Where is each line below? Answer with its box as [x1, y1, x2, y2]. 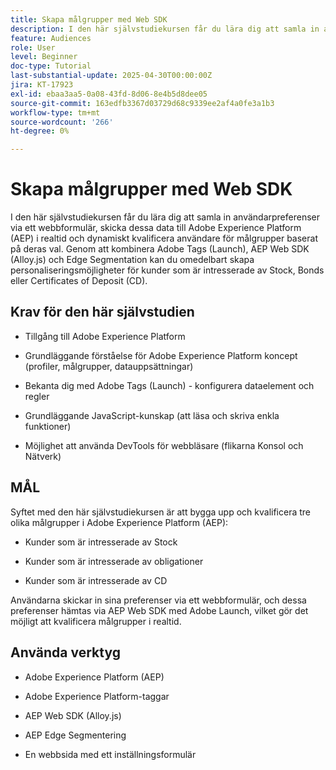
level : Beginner [10, 52, 78, 62]
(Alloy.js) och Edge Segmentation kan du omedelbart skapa [10, 254, 255, 266]
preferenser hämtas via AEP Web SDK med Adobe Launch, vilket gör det [10, 604, 309, 616]
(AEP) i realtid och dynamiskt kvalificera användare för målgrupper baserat [10, 232, 318, 245]
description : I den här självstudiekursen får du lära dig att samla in [10, 24, 320, 34]
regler [24, 390, 50, 402]
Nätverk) [24, 450, 62, 462]
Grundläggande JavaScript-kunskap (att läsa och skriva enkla [24, 409, 280, 421]
